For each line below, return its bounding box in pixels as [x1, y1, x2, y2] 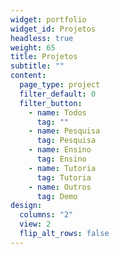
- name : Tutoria [28, 163, 97, 173]
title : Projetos [10, 52, 78, 62]
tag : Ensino [36, 154, 87, 164]
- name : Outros [28, 182, 92, 192]
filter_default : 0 [19, 89, 97, 99]
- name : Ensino [28, 145, 92, 155]
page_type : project [19, 80, 101, 90]
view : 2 [19, 219, 52, 230]
